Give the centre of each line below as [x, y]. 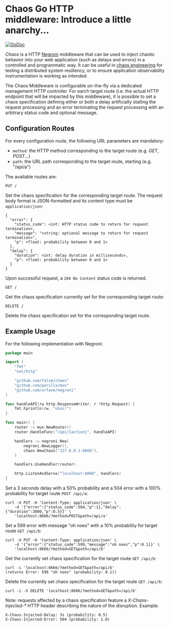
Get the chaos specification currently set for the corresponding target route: [85, 297]
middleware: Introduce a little [68, 20]
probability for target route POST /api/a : [47, 493]
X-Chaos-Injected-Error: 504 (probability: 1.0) [58, 619]
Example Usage [30, 332]
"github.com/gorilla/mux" [42, 385]
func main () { [20, 423]
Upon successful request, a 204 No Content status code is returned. [76, 278]
